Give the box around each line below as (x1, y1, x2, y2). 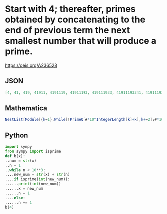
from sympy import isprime (5, 149, 61, 154)
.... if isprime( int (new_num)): (5, 177, 70, 182)
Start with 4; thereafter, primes (5, 3, 136, 15)
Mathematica (5, 104, 47, 113)
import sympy (5, 144, 32, 149)
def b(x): (5, 153, 26, 158)
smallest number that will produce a (5, 35, 157, 47)
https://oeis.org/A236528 (5, 62, 57, 68)
